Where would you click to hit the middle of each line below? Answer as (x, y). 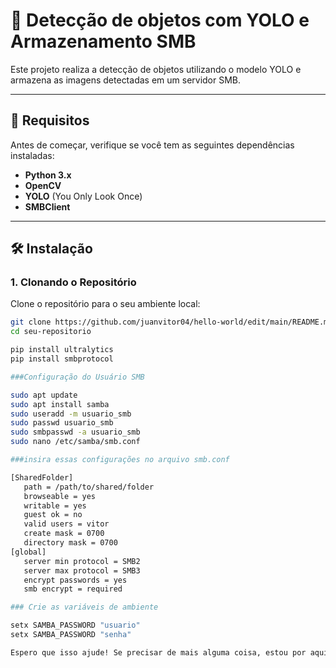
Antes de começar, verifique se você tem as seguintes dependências (152, 145)
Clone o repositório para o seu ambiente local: (105, 304)
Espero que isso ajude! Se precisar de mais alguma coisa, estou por (158, 652)
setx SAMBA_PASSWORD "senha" (71, 635)
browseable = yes (60, 496)
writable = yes (55, 505)
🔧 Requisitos (50, 120)
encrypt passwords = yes (75, 580)
